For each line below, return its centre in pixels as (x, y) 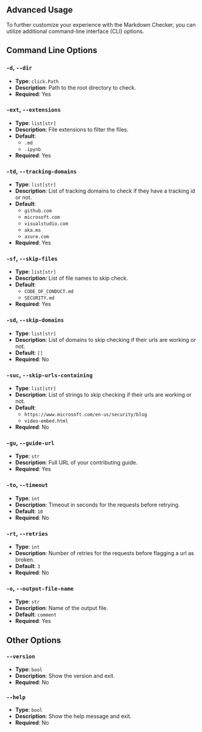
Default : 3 (28, 566)
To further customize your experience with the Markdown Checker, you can (101, 24)
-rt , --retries (27, 533)
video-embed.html (46, 421)
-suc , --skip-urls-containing (50, 375)
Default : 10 (29, 511)
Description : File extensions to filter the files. (72, 129)
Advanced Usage (40, 10)
